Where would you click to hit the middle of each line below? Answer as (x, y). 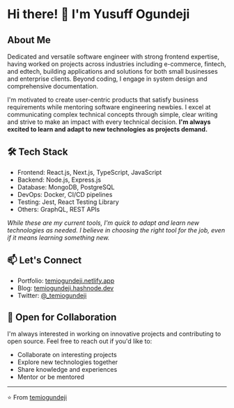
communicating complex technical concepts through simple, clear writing (112, 115)
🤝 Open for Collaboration (62, 317)
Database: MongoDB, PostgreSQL (66, 187)
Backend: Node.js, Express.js (59, 180)
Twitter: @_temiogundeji (52, 295)
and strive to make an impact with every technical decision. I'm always (109, 122)
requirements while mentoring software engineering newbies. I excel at (109, 107)
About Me (29, 40)
